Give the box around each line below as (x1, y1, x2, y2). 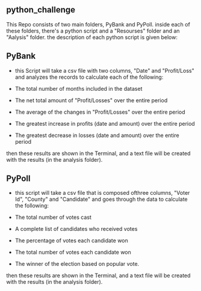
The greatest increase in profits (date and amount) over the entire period (14, 120, 196, 127)
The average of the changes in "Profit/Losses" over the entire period (14, 108, 185, 115)
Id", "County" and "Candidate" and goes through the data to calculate (14, 195, 188, 203)
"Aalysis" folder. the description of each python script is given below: (6, 33, 178, 41)
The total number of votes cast (14, 213, 92, 221)
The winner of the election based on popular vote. (14, 260, 140, 268)
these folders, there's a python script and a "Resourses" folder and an (6, 27, 180, 34)
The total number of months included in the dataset (14, 85, 143, 92)
